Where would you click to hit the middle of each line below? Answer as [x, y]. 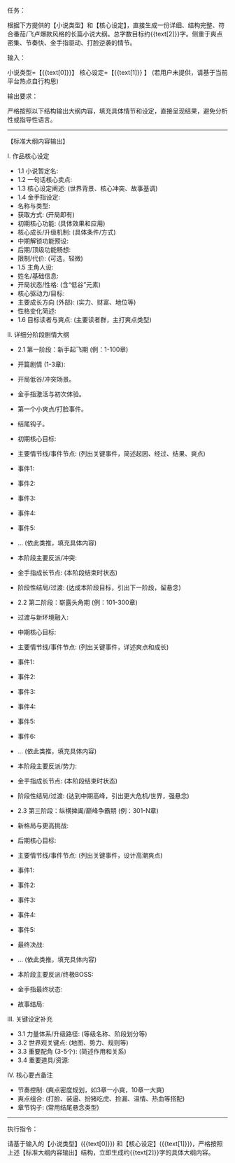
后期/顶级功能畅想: [44, 250]
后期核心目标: [37, 840]
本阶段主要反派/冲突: [47, 558]
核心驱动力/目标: [41, 293]
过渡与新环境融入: [43, 617]
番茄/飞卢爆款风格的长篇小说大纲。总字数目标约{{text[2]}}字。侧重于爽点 [118, 34]
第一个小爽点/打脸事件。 [52, 409]
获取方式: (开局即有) [46, 215]
